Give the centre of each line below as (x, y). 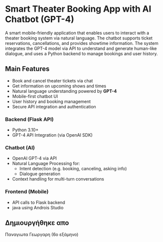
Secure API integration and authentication (54, 106)
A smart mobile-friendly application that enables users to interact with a (77, 33)
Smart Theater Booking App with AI (78, 9)
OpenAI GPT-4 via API (34, 158)
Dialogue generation (40, 174)
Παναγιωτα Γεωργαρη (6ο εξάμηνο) (42, 235)
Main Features (27, 69)
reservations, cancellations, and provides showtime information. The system (82, 43)
